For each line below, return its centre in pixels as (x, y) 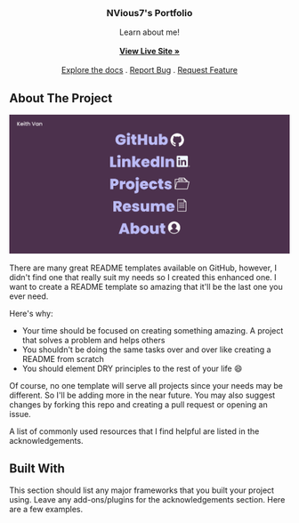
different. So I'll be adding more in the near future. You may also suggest (142, 395)
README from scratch (63, 358)
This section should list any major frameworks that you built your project (141, 490)
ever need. (29, 296)
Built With (37, 469)
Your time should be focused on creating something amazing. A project (153, 330)
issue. (20, 414)
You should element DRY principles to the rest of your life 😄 (132, 368)
